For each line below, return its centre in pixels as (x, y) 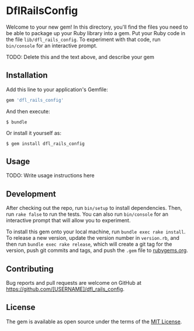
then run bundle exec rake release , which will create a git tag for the (89, 244)
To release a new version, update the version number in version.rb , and (93, 238)
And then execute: (28, 111)
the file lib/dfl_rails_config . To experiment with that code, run (83, 39)
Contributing (30, 269)
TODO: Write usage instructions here (50, 175)
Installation (27, 75)
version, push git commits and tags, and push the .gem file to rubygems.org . (97, 250)
